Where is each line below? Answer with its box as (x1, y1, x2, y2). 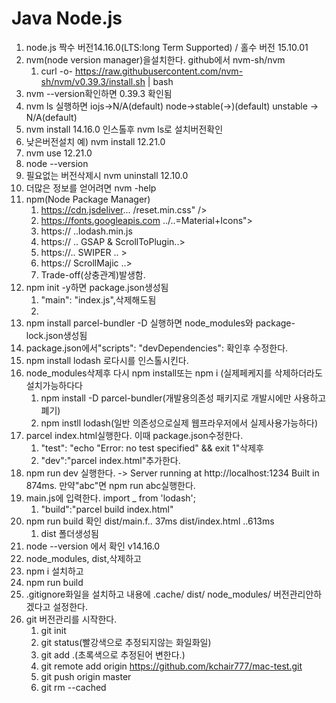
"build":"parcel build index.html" (40, 503, 174, 515)
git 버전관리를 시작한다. (25, 613, 118, 625)
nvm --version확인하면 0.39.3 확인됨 (25, 87, 173, 99)
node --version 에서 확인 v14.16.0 (25, 540, 161, 552)
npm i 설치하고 (25, 565, 84, 577)
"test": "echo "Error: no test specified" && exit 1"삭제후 (40, 442, 264, 454)
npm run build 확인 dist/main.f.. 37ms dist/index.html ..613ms (25, 515, 275, 527)
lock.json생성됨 (25, 329, 88, 341)
